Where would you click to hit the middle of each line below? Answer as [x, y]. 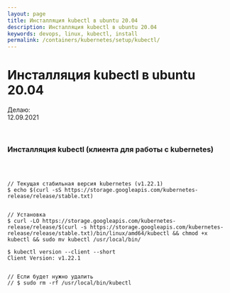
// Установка [27, 215]
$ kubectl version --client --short [61, 252]
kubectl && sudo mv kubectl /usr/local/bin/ [74, 240]
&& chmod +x [190, 234]
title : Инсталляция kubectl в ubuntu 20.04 [73, 21]
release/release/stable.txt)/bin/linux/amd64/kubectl [89, 234]
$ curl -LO [23, 221]
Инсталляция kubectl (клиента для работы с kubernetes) [111, 149]
